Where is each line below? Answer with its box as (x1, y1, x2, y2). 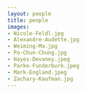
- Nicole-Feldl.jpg (7, 29, 64, 37)
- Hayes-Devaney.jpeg (7, 56, 71, 63)
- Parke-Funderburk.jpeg (7, 62, 80, 69)
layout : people (7, 10, 52, 17)
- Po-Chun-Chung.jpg (7, 50, 68, 57)
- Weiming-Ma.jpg (7, 43, 58, 50)
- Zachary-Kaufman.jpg (7, 75, 73, 83)
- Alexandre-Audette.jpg (7, 36, 80, 43)
